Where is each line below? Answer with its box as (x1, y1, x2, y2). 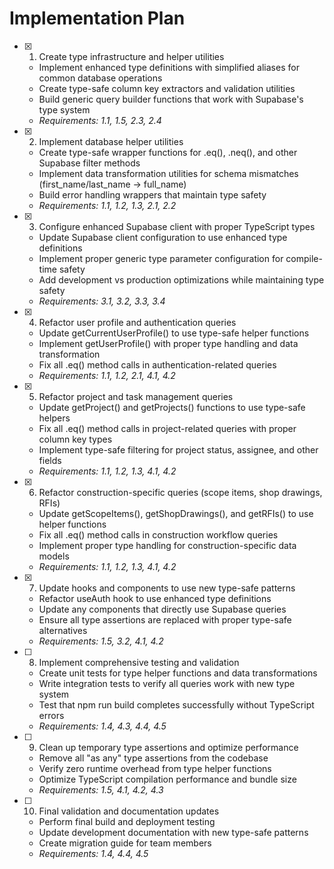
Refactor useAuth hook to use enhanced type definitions (38, 592, 272, 604)
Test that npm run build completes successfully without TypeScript (38, 698, 315, 711)
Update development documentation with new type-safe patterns (38, 826, 309, 838)
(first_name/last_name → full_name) (38, 178, 187, 190)
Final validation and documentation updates (38, 805, 220, 817)
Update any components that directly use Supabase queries (38, 603, 287, 615)
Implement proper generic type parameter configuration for (38, 252, 284, 264)
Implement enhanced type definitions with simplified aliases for (38, 61, 300, 73)
